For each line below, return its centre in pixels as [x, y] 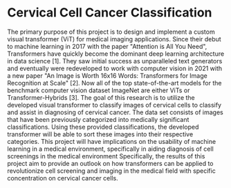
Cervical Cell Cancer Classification [110, 13]
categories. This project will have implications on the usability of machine [112, 141]
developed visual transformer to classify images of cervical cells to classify [114, 105]
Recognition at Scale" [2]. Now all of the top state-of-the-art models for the [114, 83]
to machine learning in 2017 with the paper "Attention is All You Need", [107, 46]
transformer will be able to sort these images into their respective [100, 134]
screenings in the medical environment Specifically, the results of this [106, 156]
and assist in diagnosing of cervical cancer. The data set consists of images [115, 112]
